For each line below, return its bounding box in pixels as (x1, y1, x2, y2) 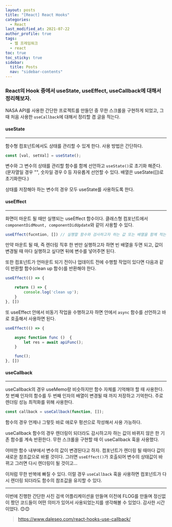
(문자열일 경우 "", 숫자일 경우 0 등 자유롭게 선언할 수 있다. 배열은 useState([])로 (5, 169, 164, 175)
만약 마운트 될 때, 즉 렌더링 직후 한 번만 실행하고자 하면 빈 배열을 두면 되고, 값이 (5, 241, 163, 248)
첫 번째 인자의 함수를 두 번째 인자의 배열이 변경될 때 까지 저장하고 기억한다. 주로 (5, 392, 164, 399)
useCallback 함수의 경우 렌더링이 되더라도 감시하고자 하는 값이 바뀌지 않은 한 (5, 430, 160, 436)
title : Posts (10, 64, 38, 70)
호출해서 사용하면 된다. (10, 315, 56, 321)
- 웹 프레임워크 (10, 41, 38, 46)
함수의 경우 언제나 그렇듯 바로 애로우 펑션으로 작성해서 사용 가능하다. (5, 419, 142, 425)
